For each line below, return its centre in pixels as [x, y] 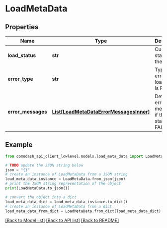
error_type [20, 79]
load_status [22, 55]
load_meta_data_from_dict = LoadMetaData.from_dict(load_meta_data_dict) [83, 211]
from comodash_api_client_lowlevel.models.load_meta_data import [74, 156]
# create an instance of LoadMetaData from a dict [59, 206]
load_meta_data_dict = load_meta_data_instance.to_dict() [66, 202]
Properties [22, 27]
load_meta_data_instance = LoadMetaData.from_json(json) [65, 179]
